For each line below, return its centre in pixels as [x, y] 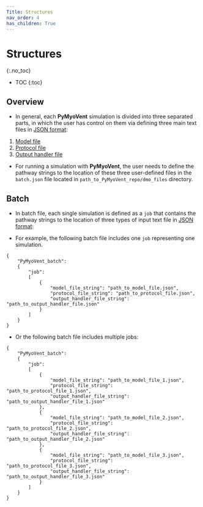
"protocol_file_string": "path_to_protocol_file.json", [123, 293]
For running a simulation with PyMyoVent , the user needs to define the [105, 167]
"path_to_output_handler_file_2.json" [56, 439]
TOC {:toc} [29, 83]
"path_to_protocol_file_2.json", [49, 428]
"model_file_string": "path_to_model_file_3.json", [117, 455]
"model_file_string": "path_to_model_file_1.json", [117, 380]
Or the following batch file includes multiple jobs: [77, 337]
